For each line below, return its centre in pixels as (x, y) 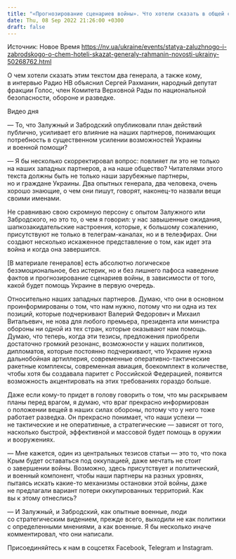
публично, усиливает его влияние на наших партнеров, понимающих (112, 133)
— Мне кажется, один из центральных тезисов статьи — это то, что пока (117, 454)
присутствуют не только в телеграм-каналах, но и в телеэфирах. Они (112, 234)
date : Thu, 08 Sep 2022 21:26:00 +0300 (66, 20)
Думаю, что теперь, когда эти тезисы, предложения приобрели (103, 336)
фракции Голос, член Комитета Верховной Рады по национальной (107, 90)
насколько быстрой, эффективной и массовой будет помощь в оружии (114, 432)
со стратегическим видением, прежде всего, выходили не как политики (117, 519)
